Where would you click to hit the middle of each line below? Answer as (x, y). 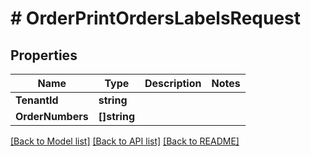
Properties (44, 55)
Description (173, 83)
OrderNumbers (52, 116)
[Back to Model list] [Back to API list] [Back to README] (125, 141)
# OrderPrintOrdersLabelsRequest (156, 18)
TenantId (37, 100)
